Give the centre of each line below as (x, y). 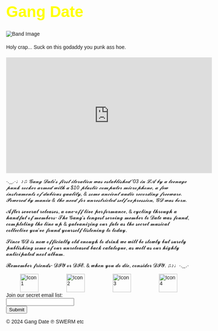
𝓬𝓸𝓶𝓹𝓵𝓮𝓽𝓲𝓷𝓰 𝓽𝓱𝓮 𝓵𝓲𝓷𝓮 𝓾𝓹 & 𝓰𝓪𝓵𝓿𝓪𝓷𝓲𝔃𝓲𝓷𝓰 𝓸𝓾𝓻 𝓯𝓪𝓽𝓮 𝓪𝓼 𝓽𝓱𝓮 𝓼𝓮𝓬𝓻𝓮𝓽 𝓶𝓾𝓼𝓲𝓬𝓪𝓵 (88, 224)
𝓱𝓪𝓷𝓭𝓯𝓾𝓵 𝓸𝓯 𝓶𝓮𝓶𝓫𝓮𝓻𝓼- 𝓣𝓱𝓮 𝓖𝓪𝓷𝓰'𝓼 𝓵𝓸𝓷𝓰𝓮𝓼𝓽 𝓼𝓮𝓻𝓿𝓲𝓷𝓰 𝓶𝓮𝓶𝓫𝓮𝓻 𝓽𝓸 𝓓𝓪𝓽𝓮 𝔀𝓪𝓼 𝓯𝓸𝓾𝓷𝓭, (98, 218)
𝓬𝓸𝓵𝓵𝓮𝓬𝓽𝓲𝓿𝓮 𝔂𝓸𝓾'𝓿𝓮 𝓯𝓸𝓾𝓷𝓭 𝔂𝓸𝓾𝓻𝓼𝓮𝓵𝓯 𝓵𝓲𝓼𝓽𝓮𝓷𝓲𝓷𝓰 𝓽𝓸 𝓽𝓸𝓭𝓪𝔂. (67, 230)
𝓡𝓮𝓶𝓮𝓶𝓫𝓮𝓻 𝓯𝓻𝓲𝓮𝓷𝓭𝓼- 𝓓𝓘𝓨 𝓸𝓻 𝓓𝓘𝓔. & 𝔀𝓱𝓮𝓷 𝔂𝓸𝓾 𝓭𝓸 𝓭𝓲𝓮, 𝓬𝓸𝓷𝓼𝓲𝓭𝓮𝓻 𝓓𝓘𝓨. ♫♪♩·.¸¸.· (98, 265)
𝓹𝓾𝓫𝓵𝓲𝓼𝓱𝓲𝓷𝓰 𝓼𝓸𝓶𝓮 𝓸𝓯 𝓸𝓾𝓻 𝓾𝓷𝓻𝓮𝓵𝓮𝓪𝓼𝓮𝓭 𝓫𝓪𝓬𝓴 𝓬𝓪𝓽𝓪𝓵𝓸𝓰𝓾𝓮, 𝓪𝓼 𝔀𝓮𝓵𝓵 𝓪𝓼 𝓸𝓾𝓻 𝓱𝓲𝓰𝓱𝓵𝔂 (93, 248)
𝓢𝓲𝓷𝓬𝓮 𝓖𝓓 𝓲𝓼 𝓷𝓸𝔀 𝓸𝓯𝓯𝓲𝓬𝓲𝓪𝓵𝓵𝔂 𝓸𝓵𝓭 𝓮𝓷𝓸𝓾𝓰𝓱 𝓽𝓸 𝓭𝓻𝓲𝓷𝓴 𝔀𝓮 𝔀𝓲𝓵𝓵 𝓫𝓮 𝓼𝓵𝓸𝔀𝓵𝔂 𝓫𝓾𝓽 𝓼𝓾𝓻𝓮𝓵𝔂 (96, 241)
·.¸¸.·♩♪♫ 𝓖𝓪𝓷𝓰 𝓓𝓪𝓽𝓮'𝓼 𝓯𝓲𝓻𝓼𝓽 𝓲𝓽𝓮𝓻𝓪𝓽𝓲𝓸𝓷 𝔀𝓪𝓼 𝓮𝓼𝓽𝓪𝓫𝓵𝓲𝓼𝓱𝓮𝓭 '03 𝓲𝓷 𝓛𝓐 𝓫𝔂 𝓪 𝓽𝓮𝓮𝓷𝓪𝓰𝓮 (96, 181)
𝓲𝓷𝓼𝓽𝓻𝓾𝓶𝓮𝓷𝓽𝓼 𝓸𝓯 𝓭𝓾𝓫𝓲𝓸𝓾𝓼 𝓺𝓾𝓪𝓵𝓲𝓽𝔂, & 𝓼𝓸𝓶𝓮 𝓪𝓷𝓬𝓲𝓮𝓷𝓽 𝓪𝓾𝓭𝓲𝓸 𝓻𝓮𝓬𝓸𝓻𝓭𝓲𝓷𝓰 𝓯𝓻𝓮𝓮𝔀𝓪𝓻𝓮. (94, 193)
